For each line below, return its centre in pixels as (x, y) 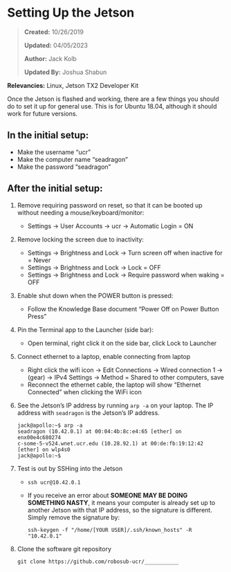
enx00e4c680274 (39, 437)
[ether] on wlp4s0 (44, 450)
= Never (39, 260)
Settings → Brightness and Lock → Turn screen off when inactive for (125, 252)
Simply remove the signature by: (73, 517)
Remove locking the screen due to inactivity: (80, 239)
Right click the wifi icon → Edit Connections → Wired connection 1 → (125, 370)
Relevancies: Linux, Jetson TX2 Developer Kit (73, 85)
